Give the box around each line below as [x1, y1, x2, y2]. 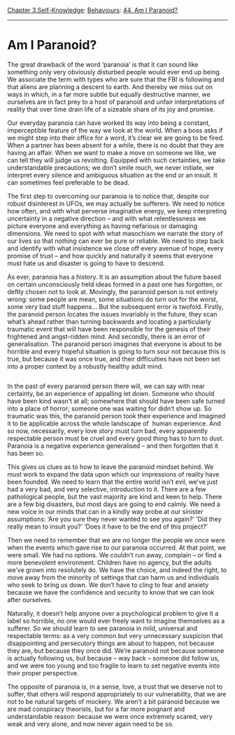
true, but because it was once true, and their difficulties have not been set [7, 355, 220, 363]
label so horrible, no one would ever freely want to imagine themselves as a [7, 616, 225, 625]
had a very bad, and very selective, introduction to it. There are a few [7, 484, 206, 494]
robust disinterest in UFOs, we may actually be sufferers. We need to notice [7, 199, 225, 208]
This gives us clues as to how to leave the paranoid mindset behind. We [7, 463, 214, 471]
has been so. [7, 449, 45, 457]
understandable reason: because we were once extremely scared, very [7, 712, 213, 720]
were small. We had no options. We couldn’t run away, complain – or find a [7, 550, 222, 559]
